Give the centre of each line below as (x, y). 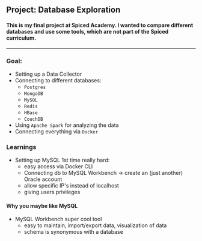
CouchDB (33, 119)
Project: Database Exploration (63, 10)
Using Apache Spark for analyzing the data (67, 125)
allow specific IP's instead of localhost (71, 186)
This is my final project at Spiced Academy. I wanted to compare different (100, 25)
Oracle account (43, 179)
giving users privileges (52, 192)
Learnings (21, 147)
